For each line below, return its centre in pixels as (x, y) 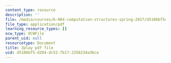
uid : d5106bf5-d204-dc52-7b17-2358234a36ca (52, 52)
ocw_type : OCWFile (25, 34)
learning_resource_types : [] (36, 29)
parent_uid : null (24, 39)
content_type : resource (31, 10)
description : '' (22, 15)
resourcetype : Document (31, 43)
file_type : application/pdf (35, 24)
